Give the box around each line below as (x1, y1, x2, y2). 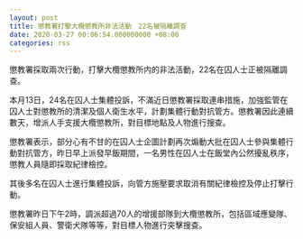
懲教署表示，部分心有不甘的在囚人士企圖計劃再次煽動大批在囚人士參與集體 (9, 136, 286, 147)
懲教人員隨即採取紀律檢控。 (9, 159, 113, 170)
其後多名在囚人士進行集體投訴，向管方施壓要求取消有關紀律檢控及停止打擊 (9, 178, 286, 189)
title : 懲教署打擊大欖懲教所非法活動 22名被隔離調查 (9, 22, 188, 31)
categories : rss (9, 38, 70, 48)
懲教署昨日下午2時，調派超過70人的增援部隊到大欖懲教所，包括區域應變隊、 (9, 208, 293, 219)
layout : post (9, 13, 59, 23)
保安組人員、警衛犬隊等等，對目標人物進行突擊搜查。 (9, 220, 207, 231)
